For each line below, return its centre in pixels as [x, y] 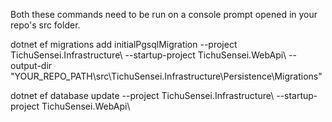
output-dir [31, 65]
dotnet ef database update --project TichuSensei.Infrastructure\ [142, 95]
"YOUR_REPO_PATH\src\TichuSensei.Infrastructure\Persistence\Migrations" [166, 76]
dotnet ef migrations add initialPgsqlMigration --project [124, 44]
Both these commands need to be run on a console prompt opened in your [164, 14]
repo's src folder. [45, 25]
